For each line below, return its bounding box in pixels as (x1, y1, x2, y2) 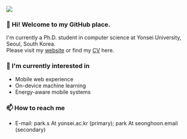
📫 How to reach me (6, 103, 65, 112)
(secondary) (14, 126, 46, 133)
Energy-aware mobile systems (14, 88, 91, 96)
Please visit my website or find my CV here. (6, 47, 115, 54)
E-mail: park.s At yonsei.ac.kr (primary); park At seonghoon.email (14, 119, 178, 126)
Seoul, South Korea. (6, 40, 56, 48)
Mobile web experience (14, 75, 74, 82)
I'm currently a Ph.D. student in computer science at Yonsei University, (6, 34, 182, 42)
